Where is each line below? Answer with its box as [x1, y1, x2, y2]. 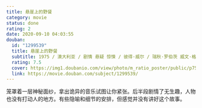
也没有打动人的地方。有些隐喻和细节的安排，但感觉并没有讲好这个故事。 [6, 95, 185, 103]
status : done [6, 20, 39, 26]
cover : [11, 65, 28, 71]
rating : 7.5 [11, 59, 42, 65]
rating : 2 [6, 25, 31, 32]
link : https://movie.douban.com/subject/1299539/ [11, 71, 138, 77]
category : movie [6, 14, 47, 21]
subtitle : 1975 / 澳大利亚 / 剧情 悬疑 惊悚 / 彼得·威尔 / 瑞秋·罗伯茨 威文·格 [11, 54, 197, 60]
